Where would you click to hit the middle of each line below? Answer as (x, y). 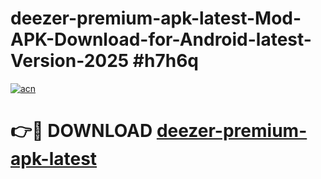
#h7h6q (165, 61)
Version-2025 (70, 61)
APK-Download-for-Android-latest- (161, 39)
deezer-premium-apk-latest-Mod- (156, 18)
